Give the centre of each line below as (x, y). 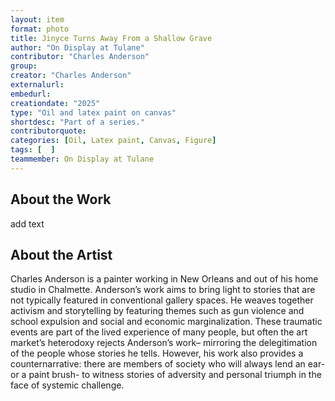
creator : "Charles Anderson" (71, 76)
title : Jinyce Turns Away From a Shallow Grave (111, 38)
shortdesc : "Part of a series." (77, 122)
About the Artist (61, 254)
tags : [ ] (33, 150)
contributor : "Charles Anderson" (80, 57)
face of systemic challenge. (67, 385)
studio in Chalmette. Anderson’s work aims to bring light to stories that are (163, 290)
